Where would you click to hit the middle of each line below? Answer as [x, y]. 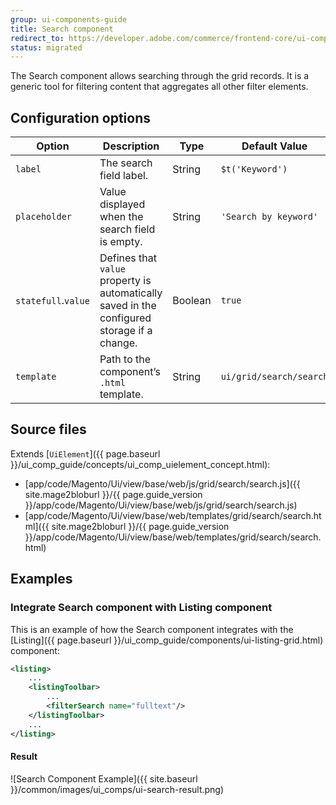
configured [125, 318]
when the [121, 217]
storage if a [126, 331]
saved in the [128, 306]
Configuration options [81, 117]
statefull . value [52, 301]
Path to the [125, 359]
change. [118, 343]
